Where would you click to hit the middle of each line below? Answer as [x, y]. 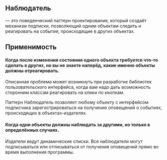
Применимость [31, 47]
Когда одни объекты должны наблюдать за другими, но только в [78, 125]
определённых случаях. [32, 130]
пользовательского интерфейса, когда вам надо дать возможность [78, 87]
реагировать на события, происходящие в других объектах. [70, 31]
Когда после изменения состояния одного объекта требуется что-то [82, 60]
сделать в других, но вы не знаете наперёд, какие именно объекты [80, 65]
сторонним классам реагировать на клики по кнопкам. [65, 92]
